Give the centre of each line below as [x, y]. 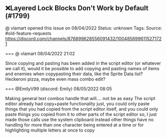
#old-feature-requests [28, 33]
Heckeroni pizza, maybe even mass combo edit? [55, 79]
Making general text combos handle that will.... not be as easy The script [80, 98]
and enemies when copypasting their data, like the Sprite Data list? [74, 74]
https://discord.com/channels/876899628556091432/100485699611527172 [83, 38]
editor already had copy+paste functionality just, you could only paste [77, 104]
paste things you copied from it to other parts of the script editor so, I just [81, 114]
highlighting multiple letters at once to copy [50, 130]
